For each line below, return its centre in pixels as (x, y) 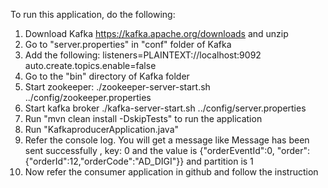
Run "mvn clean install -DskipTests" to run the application (143, 118)
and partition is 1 (220, 161)
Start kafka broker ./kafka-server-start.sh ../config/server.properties (165, 108)
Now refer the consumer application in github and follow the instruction (171, 172)
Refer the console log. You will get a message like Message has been (167, 140)
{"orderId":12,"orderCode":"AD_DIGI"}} (104, 161)
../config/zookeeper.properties (88, 97)
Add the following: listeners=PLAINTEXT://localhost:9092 (143, 55)
